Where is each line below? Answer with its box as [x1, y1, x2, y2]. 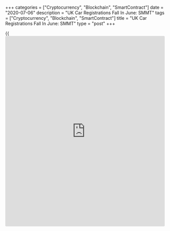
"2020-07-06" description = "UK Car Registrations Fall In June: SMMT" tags [5, 10, 164, 16]
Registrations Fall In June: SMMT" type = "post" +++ [5, 20, 115, 26]
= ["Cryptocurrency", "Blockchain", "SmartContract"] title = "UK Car [5, 15, 147, 21]
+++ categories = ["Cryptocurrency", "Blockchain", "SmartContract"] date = [5, 5, 164, 10]
